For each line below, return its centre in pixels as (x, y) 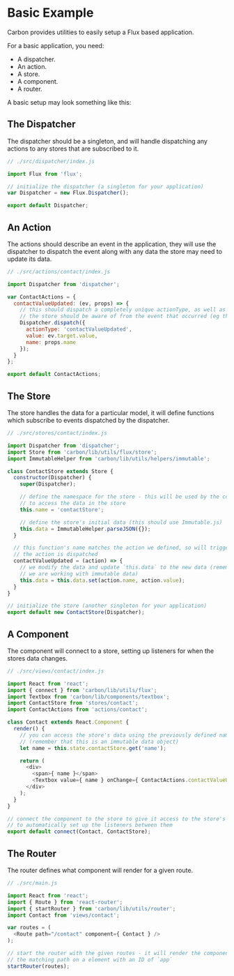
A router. (30, 89)
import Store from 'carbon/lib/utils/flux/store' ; (82, 452)
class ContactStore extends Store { (60, 471)
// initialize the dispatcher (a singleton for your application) (106, 186)
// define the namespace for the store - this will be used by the (119, 497)
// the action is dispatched (56, 555)
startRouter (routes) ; (39, 966)
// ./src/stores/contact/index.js (57, 433)
